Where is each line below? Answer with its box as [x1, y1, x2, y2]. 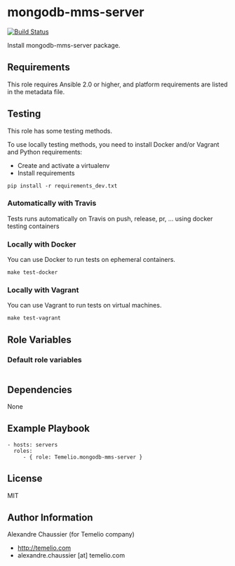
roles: [13, 447, 33, 454]
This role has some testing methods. [7, 126, 113, 135]
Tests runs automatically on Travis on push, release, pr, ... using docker [7, 214, 213, 223]
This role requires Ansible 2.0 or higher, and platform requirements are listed [7, 80, 228, 88]
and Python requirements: [7, 147, 83, 156]
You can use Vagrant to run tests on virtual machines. [7, 301, 162, 310]
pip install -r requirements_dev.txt [7, 182, 118, 190]
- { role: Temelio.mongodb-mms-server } [22, 454, 142, 461]
